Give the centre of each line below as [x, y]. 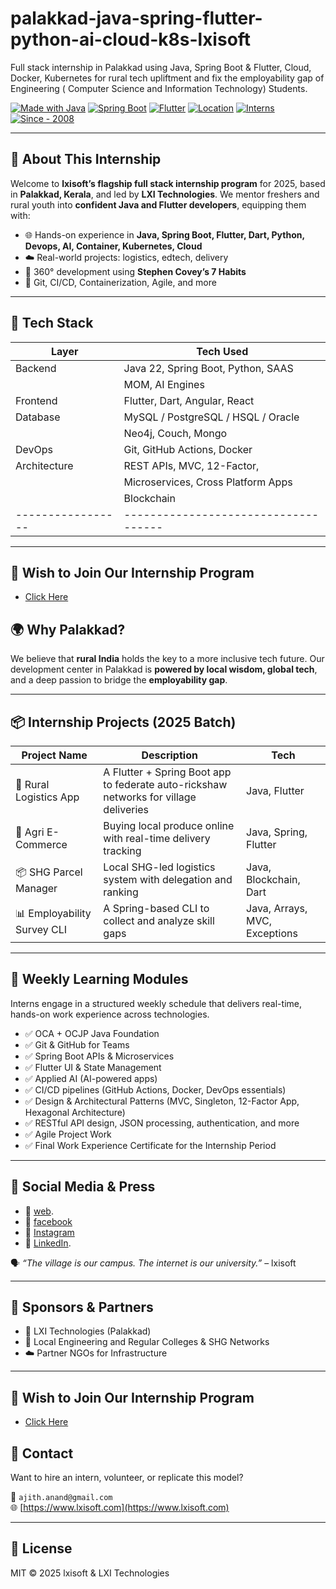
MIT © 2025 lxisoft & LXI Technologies [90, 1573]
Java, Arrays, [277, 908]
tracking [122, 850]
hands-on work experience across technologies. [110, 1014]
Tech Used [222, 351]
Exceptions [272, 933]
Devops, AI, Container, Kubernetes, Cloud [113, 246]
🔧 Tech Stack [52, 323]
